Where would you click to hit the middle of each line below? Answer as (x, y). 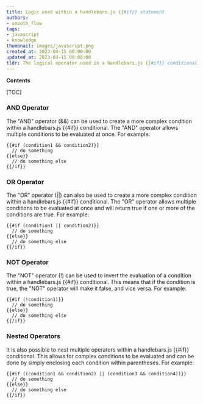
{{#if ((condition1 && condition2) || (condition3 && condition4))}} (97, 374)
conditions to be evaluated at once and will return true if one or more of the (101, 208)
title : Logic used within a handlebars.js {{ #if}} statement (86, 12)
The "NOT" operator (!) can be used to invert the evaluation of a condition (99, 275)
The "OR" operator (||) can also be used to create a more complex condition (101, 195)
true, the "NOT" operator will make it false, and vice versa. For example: (97, 289)
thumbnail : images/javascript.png (50, 46)
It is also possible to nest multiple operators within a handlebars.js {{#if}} (98, 349)
